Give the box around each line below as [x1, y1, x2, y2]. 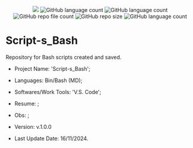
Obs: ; [14, 111, 29, 119]
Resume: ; [14, 99, 40, 107]
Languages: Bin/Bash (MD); [14, 77, 83, 84]
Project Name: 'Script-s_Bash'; [14, 65, 91, 72]
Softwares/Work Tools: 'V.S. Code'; [14, 88, 101, 95]
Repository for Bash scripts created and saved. [5, 53, 122, 61]
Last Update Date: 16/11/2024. [14, 135, 89, 142]
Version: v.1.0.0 [14, 123, 52, 130]
